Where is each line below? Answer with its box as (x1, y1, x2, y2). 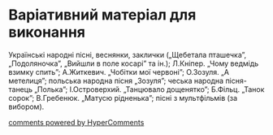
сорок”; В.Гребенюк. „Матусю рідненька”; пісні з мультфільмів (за (8, 93, 238, 102)
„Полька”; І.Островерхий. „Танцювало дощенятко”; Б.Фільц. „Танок (33, 84, 265, 94)
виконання (8, 23, 86, 41)
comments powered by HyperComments (8, 117, 145, 127)
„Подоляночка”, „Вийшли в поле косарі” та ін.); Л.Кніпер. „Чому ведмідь (8, 59, 259, 68)
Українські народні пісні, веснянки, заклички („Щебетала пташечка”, (8, 50, 247, 59)
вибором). (8, 102, 45, 111)
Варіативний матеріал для (8, 6, 197, 24)
